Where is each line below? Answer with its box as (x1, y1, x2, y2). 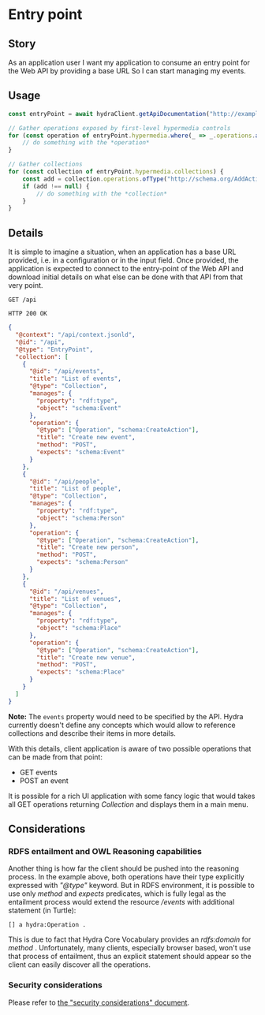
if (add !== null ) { (22, 182, 90, 190)
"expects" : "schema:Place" (36, 668, 125, 676)
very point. (8, 281, 43, 290)
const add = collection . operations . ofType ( (22, 175, 168, 183)
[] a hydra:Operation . (8, 921, 87, 929)
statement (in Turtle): (8, 905, 77, 916)
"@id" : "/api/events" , (28, 368, 104, 375)
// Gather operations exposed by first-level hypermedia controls (8, 124, 231, 132)
